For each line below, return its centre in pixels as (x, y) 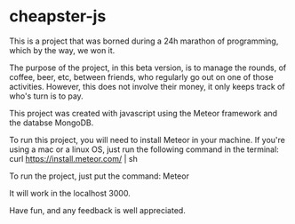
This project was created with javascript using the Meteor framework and (144, 113)
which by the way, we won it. (62, 50)
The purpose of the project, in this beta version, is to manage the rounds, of (148, 68)
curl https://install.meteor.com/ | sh (73, 158)
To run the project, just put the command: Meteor (99, 176)
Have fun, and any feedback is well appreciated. (98, 210)
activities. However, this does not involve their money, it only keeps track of (147, 86)
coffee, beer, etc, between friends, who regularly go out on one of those (141, 76)
